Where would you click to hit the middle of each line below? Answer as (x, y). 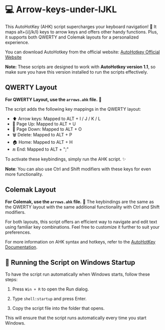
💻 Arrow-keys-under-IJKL (61, 10)
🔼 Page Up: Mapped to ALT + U (44, 124)
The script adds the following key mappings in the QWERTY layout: (73, 109)
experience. (17, 42)
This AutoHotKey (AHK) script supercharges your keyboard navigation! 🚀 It (81, 26)
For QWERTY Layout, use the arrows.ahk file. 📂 (53, 99)
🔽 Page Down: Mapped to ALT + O (47, 129)
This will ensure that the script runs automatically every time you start (76, 318)
